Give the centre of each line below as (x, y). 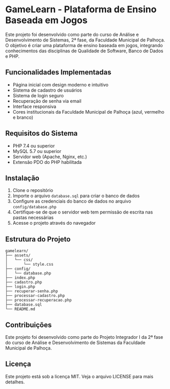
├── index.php (20, 278)
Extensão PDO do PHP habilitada (47, 162)
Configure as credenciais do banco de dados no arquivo (72, 201)
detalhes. (15, 382)
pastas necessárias (33, 218)
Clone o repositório (33, 190)
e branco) (23, 117)
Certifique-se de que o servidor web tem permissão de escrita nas (83, 212)
